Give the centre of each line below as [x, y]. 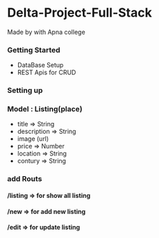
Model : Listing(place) [45, 109]
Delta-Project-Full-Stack [80, 13]
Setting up [25, 90]
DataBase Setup [40, 65]
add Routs [25, 179]
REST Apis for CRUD [47, 73]
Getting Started [34, 50]
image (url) [33, 139]
